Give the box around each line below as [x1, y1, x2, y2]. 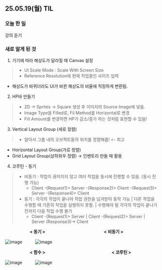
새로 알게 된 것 [5, 46, 36, 52]
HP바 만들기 [12, 94, 35, 99]
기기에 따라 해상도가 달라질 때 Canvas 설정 [12, 57, 93, 63]
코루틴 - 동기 [12, 163, 36, 169]
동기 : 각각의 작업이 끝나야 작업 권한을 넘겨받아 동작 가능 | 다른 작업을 [24, 196, 155, 202]
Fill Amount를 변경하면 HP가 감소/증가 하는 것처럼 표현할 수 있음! [24, 116, 147, 122]
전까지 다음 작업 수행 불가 [24, 208, 73, 214]
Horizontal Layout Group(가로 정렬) [12, 147, 81, 153]
